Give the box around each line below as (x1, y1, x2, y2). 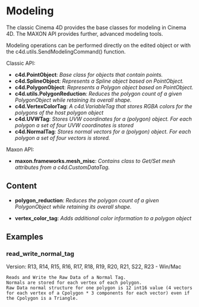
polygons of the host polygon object (14, 109, 104, 116)
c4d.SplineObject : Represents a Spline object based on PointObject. (14, 77, 184, 84)
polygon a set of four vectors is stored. (14, 134, 110, 141)
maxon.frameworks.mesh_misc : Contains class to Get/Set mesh (14, 157, 176, 164)
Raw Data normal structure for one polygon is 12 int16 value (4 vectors (6, 285, 193, 291)
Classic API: (6, 59, 36, 67)
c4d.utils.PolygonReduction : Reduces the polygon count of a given (14, 90, 182, 97)
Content (6, 181, 37, 191)
